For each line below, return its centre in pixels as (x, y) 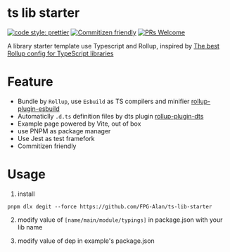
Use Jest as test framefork (56, 138)
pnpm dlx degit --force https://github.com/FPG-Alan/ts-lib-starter (110, 206)
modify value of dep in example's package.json (86, 241)
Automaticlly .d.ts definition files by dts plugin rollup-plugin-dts (110, 116)
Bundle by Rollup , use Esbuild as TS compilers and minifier (103, 101)
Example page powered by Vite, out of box (79, 124)
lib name (30, 227)
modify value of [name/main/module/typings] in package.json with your (120, 220)
